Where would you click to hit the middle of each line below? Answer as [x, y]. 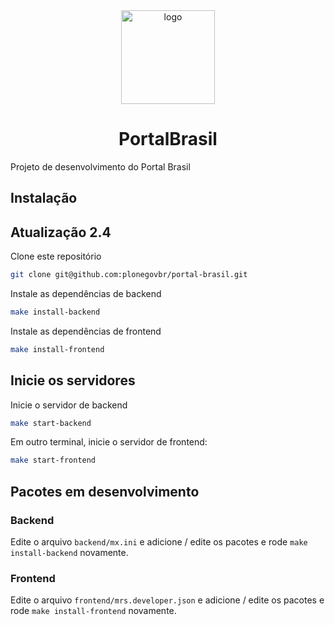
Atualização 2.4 [61, 232]
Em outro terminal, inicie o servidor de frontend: [109, 442]
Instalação [44, 198]
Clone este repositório [56, 256]
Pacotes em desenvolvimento [105, 491]
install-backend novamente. [69, 553]
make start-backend [51, 423]
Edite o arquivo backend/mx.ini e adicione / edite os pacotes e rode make [159, 542]
